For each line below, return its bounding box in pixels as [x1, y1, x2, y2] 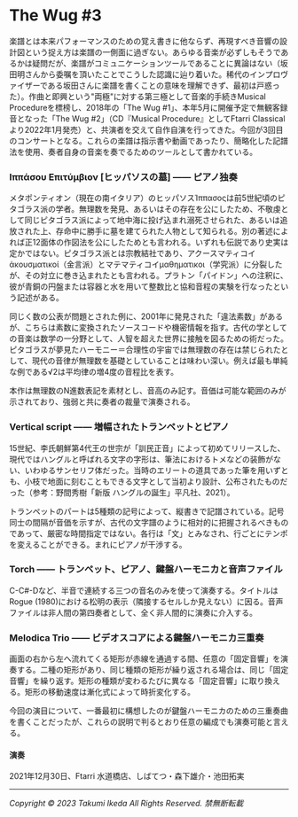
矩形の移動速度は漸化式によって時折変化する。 [24, 687, 195, 697]
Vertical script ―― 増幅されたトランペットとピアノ [9, 421, 230, 433]
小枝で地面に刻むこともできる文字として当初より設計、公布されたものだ [24, 476, 288, 486]
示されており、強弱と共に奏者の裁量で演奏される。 [9, 396, 195, 408]
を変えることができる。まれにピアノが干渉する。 [9, 539, 188, 549]
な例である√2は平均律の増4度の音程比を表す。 [9, 367, 179, 377]
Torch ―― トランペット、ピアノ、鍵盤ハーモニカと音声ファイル [9, 564, 284, 576]
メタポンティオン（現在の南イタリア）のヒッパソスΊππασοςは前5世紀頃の [9, 192, 278, 204]
